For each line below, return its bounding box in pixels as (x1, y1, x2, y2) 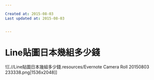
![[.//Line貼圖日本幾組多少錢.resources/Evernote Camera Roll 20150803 (5, 64, 150, 70)
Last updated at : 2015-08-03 (5, 16, 65, 21)
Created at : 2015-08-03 (5, 11, 54, 16)
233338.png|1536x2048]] (5, 69, 57, 76)
